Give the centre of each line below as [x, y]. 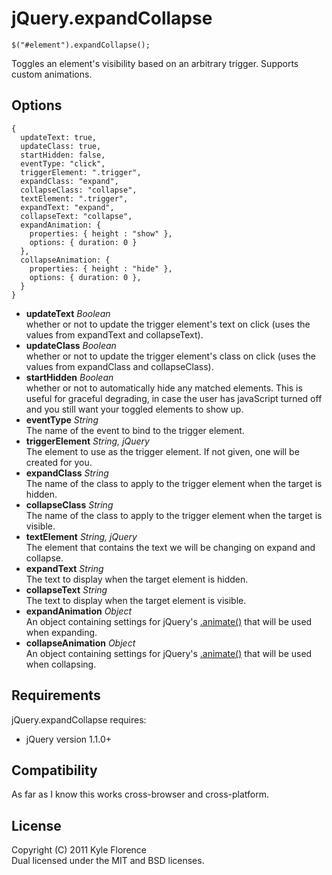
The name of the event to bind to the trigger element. [135, 430]
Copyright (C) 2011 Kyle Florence [79, 850]
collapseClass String [69, 504]
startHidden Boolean [69, 377]
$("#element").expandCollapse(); [81, 45]
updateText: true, [59, 137]
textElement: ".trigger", [74, 198]
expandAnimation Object [78, 611]
